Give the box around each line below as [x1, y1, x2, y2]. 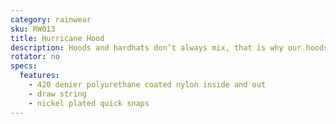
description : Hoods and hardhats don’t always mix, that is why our [10, 42, 302, 53]
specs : [10, 61, 38, 71]
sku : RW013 [10, 24, 56, 34]
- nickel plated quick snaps [28, 98, 150, 108]
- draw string [28, 89, 87, 99]
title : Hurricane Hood [10, 33, 105, 43]
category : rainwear [10, 14, 92, 25]
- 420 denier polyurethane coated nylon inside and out [28, 80, 267, 90]
